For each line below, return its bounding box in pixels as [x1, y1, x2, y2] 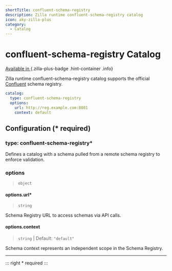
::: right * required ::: [5, 260, 48, 266]
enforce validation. [5, 157, 45, 163]
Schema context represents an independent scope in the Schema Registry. [5, 245, 163, 251]
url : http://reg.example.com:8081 [14, 105, 88, 110]
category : [5, 22, 27, 27]
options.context [5, 224, 40, 230]
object [17, 181, 32, 186]
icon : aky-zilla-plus [5, 17, 52, 22]
